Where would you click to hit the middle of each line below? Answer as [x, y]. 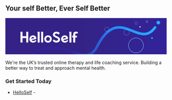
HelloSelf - [24, 92]
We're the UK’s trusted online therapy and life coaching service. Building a [84, 63]
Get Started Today [28, 81]
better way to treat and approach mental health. [56, 68]
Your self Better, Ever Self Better [58, 8]
